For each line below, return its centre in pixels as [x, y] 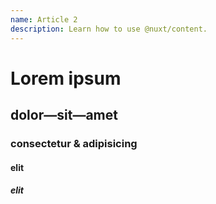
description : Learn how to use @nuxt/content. [109, 29]
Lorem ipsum [66, 78]
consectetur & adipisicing [74, 143]
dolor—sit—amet [64, 115]
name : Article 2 [44, 19]
